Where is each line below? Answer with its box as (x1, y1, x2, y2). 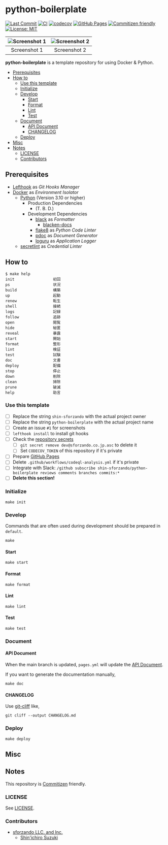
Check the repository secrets (12, 436, 74, 442)
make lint (5, 604, 26, 609)
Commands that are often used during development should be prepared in (5, 523, 161, 529)
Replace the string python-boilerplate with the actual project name (12, 419, 154, 425)
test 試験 (5, 352, 61, 357)
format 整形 (5, 341, 61, 346)
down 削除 (5, 374, 61, 379)
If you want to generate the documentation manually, (5, 671, 116, 677)
